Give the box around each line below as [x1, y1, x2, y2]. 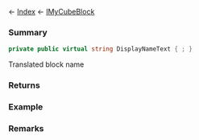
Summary [8, 27, 48, 38]
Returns [8, 80, 40, 91]
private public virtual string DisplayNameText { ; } [8, 45, 193, 53]
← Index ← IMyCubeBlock [8, 7, 95, 16]
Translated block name [8, 60, 85, 69]
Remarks [8, 122, 44, 134]
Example [8, 101, 44, 113]
